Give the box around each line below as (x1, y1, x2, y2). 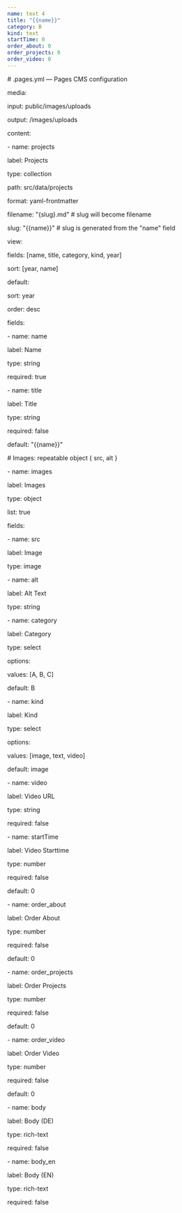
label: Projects (7, 156, 49, 164)
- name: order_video (7, 1035, 66, 1044)
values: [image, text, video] (7, 751, 86, 760)
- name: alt (7, 575, 38, 584)
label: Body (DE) (7, 1117, 54, 1125)
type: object (7, 494, 42, 503)
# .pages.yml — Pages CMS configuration (7, 75, 128, 83)
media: (7, 88, 27, 96)
